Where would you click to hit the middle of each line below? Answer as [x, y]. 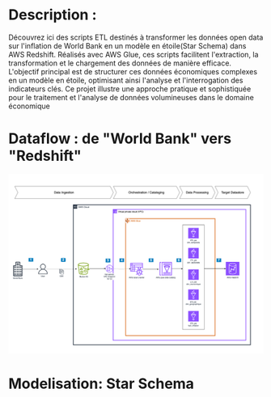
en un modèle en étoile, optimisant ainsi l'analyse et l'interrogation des [126, 80]
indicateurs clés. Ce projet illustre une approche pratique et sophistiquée [130, 89]
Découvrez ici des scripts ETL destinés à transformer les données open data [136, 37]
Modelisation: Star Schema [101, 384]
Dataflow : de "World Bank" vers [120, 139]
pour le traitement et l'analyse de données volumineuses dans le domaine [131, 97]
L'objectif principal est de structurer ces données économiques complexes [133, 71]
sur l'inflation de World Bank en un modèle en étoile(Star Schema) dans [127, 45]
